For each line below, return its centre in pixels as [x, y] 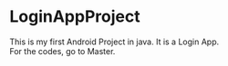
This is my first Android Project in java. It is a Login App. [114, 42]
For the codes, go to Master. [62, 51]
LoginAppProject [75, 17]
